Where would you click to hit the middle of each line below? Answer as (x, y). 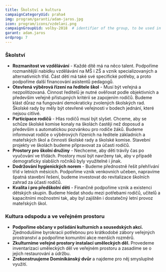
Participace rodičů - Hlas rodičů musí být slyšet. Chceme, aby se (79, 119)
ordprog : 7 (16, 38)
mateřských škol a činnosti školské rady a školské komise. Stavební (81, 140)
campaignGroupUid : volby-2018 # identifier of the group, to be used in (83, 28)
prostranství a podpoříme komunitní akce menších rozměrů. (74, 238)
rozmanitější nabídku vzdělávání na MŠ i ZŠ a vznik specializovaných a (85, 71)
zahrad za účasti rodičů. (37, 182)
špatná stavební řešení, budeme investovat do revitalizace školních (81, 177)
